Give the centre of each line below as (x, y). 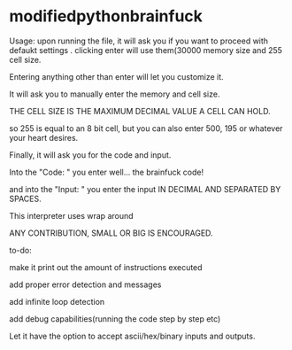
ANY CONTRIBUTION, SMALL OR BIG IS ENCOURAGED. (111, 233)
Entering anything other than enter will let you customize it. (116, 76)
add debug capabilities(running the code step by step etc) (115, 319)
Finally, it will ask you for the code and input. (90, 155)
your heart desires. (44, 137)
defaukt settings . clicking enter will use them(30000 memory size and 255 (146, 50)
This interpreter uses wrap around (72, 215)
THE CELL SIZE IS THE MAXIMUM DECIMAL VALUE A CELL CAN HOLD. (140, 111)
